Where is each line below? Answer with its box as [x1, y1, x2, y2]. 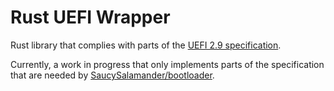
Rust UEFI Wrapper [10, 6, 171, 29]
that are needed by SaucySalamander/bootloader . [10, 69, 215, 81]
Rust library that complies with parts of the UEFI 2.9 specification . [10, 39, 282, 51]
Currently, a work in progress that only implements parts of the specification [10, 58, 325, 70]
